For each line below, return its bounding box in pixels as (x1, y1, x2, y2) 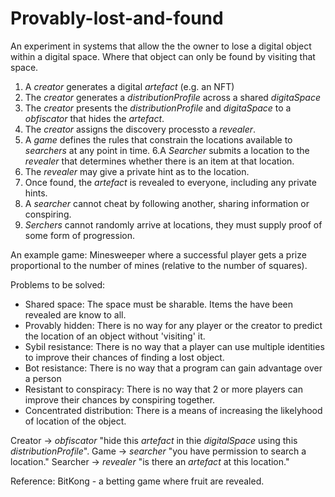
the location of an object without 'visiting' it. (24, 330, 206, 342)
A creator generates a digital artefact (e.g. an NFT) (24, 80, 235, 92)
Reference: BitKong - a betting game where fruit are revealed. (10, 475, 265, 487)
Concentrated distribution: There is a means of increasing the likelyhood (24, 404, 323, 416)
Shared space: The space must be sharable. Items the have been (24, 298, 293, 310)
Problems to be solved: (10, 278, 106, 291)
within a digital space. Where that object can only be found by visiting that (10, 50, 316, 62)
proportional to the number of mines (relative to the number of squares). (10, 259, 308, 271)
